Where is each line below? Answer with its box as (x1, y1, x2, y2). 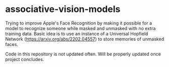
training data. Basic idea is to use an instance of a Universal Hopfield (5, 30, 148, 36)
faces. (5, 41, 19, 47)
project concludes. (5, 56, 44, 62)
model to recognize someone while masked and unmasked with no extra (5, 25, 156, 31)
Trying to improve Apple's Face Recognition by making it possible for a (5, 20, 152, 26)
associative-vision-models (5, 3, 121, 15)
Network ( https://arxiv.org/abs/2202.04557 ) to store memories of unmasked (5, 36, 164, 42)
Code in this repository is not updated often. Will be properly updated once (5, 51, 161, 57)
